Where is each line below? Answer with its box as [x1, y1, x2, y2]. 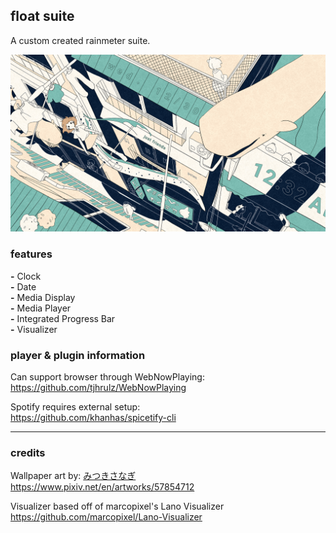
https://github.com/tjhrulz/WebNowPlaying [10, 381, 187, 393]
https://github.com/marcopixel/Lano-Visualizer [10, 511, 203, 523]
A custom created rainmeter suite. [10, 34, 151, 46]
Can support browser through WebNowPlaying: [10, 370, 205, 383]
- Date [10, 280, 37, 293]
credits [10, 445, 46, 459]
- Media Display [10, 291, 76, 303]
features [10, 247, 53, 261]
